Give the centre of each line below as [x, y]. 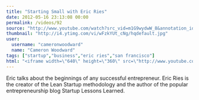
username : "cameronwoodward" [47, 45]
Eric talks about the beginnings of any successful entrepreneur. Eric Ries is [97, 78]
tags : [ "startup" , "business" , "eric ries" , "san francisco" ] [81, 56]
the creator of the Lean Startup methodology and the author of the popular [97, 84]
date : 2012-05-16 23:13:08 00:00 [47, 17]
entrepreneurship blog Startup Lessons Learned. [66, 91]
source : [16, 28]
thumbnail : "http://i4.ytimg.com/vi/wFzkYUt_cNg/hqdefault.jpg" [87, 34]
